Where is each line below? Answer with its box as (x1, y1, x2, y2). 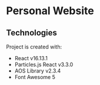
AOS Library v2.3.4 (14, 67, 61, 74)
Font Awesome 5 (14, 74, 56, 80)
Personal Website (6, 4, 94, 18)
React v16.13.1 (14, 55, 48, 61)
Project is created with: (6, 43, 62, 50)
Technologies (6, 28, 58, 38)
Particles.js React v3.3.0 (14, 61, 74, 68)
